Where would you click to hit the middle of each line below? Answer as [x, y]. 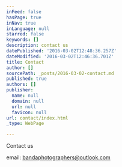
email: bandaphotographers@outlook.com [59, 157]
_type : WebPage [25, 124]
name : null [25, 96]
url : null [24, 107]
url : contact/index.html [37, 118]
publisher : [20, 90]
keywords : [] [23, 40]
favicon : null [29, 112]
